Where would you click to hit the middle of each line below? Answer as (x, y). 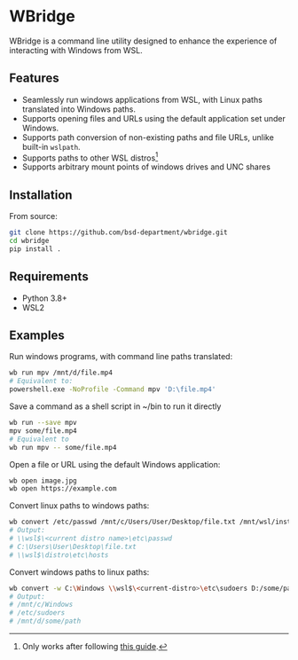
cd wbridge (29, 241)
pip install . (35, 249)
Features (34, 79)
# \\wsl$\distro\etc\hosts (59, 555)
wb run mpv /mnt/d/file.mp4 (61, 373)
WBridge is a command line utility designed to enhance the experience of (143, 41)
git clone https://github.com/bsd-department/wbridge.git (118, 232)
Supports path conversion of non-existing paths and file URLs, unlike (148, 137)
